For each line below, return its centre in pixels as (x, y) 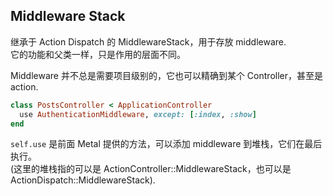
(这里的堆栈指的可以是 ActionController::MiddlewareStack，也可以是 (151, 169)
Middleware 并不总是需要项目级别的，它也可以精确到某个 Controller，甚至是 (166, 75)
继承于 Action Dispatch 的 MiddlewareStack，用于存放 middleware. (148, 41)
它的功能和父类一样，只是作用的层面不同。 (98, 54)
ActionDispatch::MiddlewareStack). (83, 180)
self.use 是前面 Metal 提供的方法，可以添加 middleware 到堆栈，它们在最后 (166, 144)
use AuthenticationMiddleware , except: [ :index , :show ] (138, 114)
